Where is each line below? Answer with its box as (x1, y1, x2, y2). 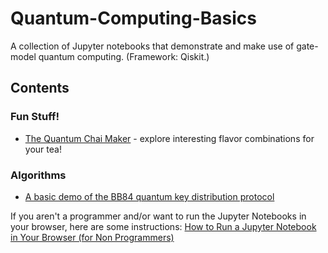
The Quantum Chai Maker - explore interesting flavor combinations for (24, 132, 315, 144)
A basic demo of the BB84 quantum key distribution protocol (24, 190, 275, 202)
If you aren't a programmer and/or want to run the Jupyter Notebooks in (10, 210, 307, 222)
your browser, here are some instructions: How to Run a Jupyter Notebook (10, 220, 317, 232)
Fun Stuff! (10, 110, 60, 124)
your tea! (24, 143, 62, 155)
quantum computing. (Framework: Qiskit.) (38, 50, 210, 62)
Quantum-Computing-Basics (10, 7, 257, 30)
